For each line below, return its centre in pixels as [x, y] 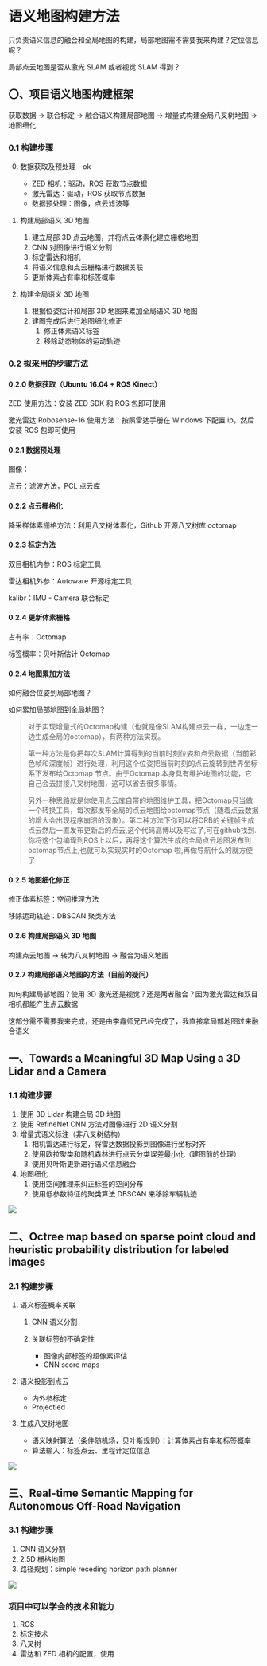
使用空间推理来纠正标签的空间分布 [87, 1184]
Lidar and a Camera [58, 1072]
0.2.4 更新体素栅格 [39, 618]
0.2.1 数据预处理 [35, 450]
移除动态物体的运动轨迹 [82, 341]
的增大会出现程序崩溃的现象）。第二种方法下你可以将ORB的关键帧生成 [141, 820]
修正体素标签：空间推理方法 [54, 899]
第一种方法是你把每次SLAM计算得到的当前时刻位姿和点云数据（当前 [138, 753]
